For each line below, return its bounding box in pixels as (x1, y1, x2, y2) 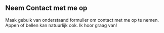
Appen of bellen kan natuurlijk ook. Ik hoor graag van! (5, 22, 117, 28)
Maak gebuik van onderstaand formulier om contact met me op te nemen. (5, 17, 159, 23)
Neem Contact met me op (5, 4, 88, 12)
